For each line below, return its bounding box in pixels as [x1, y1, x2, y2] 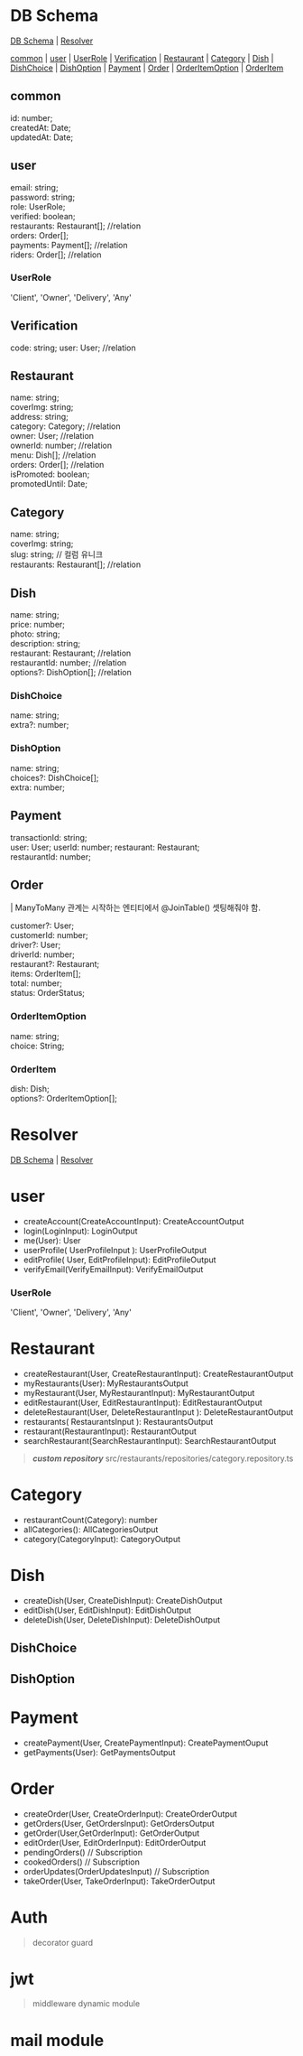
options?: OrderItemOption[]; [10, 1093, 118, 1103]
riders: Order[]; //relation [10, 249, 102, 260]
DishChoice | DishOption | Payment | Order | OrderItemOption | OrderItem [10, 62, 284, 73]
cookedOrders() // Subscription [23, 1856, 141, 1867]
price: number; [10, 619, 66, 630]
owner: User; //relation [10, 431, 94, 442]
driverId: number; [10, 949, 75, 960]
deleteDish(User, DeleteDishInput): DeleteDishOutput [23, 1614, 220, 1625]
